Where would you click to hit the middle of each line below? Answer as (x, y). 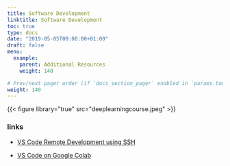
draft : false (26, 45)
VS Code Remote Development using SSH (76, 142)
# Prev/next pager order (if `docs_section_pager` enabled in (98, 83)
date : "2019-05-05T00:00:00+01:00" (58, 39)
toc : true (21, 26)
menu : (15, 52)
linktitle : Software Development (55, 20)
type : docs (23, 33)
